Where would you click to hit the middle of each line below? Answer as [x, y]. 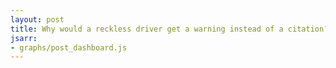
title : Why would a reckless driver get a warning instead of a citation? [169, 29]
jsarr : [24, 38]
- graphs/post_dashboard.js [69, 47]
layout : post [37, 19]
